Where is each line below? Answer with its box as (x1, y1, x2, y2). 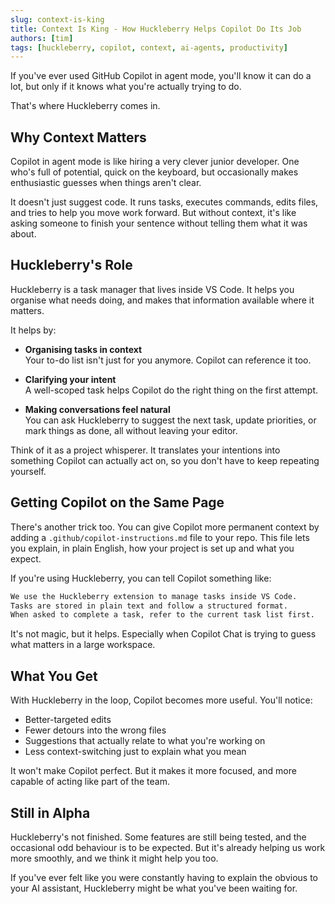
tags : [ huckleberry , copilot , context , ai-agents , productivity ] (10, 42, 288, 53)
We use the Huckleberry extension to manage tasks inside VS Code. (10, 591, 298, 601)
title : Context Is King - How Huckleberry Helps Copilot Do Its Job (10, 24, 302, 34)
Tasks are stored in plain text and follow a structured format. (10, 601, 288, 611)
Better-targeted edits (24, 714, 112, 726)
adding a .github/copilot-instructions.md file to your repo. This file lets (10, 531, 310, 543)
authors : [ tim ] (10, 33, 74, 43)
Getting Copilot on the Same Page (10, 494, 225, 511)
